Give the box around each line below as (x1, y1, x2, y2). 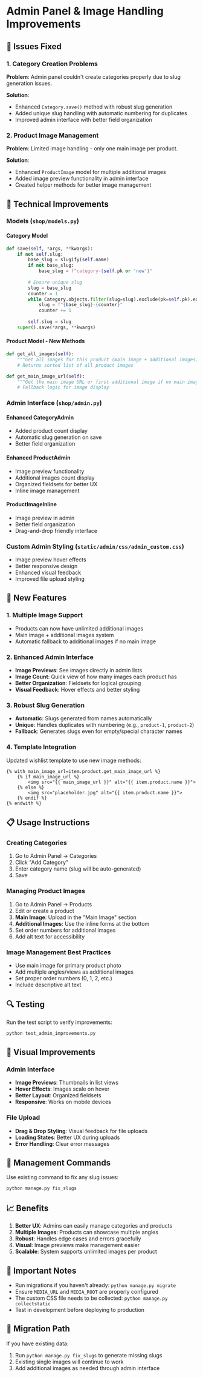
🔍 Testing (6, 999, 45, 1010)
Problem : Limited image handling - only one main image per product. (6, 145, 178, 152)
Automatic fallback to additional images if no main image (14, 638, 156, 645)
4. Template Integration (6, 743, 77, 751)
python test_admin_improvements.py (6, 1030, 96, 1036)
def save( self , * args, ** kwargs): (6, 246, 94, 252)
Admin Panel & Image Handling (6, 4, 164, 18)
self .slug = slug (28, 319, 71, 325)
